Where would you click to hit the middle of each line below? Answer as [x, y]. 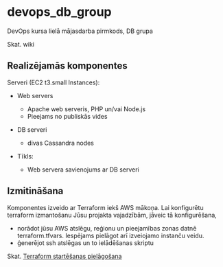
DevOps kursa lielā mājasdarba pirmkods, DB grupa [80, 31]
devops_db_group [59, 12]
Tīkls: [25, 156]
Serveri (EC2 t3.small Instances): [54, 82]
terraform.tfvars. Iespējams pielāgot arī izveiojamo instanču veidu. [110, 235]
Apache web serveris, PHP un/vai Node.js [86, 109]
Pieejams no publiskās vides [67, 116]
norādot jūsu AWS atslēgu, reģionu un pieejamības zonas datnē [107, 228]
